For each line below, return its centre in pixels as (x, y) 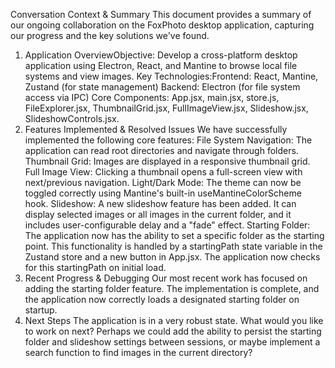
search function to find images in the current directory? (138, 352)
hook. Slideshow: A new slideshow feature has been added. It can (160, 203)
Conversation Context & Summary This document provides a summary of (161, 14)
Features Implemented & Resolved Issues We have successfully (156, 129)
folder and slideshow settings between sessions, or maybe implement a (172, 342)
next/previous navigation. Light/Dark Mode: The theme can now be (163, 182)
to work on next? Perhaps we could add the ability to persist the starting (173, 331)
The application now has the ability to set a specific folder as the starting (174, 235)
